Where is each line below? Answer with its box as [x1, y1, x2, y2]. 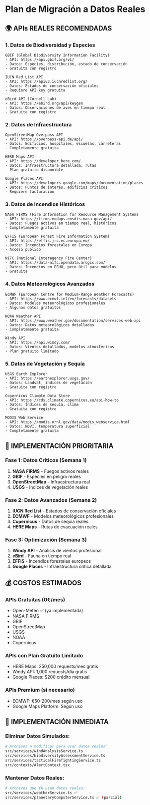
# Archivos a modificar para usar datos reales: [5, 744, 108, 749]
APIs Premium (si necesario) [5, 687, 75, 694]
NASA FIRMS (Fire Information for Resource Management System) [5, 212, 139, 217]
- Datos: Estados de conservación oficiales [5, 83, 99, 88]
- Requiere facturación [5, 189, 55, 194]
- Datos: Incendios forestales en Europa [5, 243, 92, 248]
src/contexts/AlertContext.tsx [5, 763, 70, 768]
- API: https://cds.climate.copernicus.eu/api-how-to [5, 398, 119, 403]
